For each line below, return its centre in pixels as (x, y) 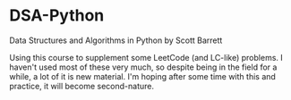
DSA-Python (57, 16)
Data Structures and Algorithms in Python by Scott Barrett (116, 40)
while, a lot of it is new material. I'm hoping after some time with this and (142, 76)
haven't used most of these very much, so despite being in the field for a (143, 67)
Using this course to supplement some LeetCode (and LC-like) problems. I (146, 57)
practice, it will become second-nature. (82, 86)
